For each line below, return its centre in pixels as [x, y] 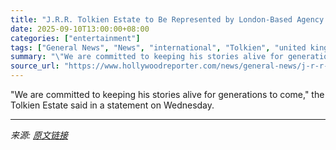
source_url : [35, 66]
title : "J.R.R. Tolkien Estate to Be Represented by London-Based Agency [167, 19]
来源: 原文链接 [39, 135]
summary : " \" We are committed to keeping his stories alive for [147, 57]
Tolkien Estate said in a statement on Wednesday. [112, 105]
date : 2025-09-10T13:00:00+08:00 [80, 29]
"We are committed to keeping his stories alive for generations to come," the [167, 94]
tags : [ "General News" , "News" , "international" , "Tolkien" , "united [158, 47]
